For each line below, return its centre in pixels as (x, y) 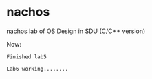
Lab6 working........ (37, 69)
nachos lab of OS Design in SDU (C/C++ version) (76, 31)
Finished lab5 (27, 57)
